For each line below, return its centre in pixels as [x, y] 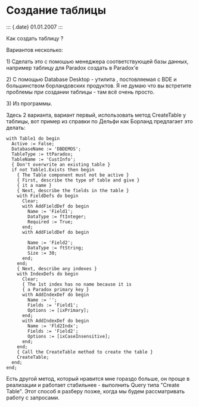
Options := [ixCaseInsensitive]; [69, 336]
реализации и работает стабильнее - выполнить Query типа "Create [93, 385]
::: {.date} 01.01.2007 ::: [35, 27]
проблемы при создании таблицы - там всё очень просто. [80, 92]
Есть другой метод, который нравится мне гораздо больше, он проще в [98, 378]
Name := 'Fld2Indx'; [53, 326]
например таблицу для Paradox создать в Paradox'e [72, 68]
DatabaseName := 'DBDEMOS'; [46, 149]
